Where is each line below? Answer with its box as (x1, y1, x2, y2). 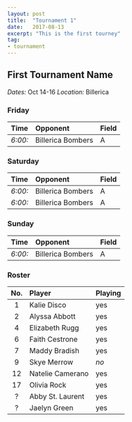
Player (29, 288, 51, 298)
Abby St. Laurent (29, 392, 85, 401)
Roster (7, 270, 30, 280)
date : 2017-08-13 (7, 23, 65, 30)
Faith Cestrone (29, 335, 79, 344)
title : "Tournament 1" (7, 17, 77, 24)
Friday (7, 105, 29, 115)
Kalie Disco (29, 300, 67, 309)
